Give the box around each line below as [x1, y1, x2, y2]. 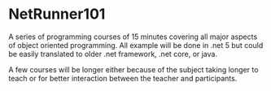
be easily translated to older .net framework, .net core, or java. [8, 49, 218, 58]
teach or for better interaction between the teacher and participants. [8, 73, 238, 83]
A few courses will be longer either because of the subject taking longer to [8, 64, 259, 74]
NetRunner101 [8, 5, 106, 24]
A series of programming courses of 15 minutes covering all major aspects [8, 32, 258, 41]
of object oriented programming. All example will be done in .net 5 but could [8, 40, 264, 50]
